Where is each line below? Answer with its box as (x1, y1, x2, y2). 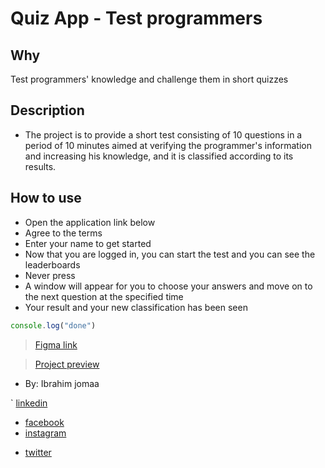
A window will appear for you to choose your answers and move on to (24, 280, 313, 292)
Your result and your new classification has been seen (24, 301, 248, 313)
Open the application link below (24, 216, 156, 228)
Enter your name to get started (24, 237, 152, 249)
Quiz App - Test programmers (10, 7, 263, 30)
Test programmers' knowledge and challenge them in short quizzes (10, 73, 289, 85)
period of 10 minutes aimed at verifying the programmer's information (24, 139, 312, 151)
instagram (24, 427, 67, 439)
